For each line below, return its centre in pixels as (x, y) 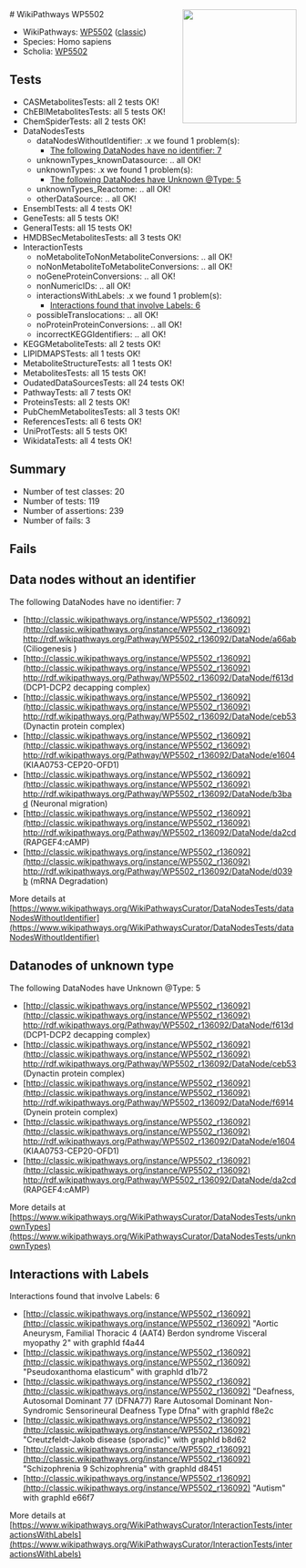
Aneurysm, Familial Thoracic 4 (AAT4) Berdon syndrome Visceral (144, 1333)
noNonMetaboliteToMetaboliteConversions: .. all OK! (134, 266)
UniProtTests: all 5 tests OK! (75, 431)
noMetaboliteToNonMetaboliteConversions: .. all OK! (134, 256)
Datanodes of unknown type (92, 966)
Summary (38, 470)
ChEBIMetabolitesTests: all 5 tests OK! (94, 111)
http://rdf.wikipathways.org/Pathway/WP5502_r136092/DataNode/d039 (158, 871)
